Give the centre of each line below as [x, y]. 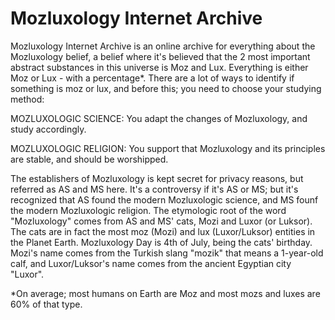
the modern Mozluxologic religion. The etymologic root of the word [148, 210]
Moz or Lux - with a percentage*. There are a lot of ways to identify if [152, 78]
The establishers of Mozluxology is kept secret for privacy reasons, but [157, 178]
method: [27, 99]
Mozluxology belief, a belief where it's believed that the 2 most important [160, 56]
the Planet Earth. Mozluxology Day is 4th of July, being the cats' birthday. [161, 242]
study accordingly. [48, 129]
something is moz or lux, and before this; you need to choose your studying [166, 88]
